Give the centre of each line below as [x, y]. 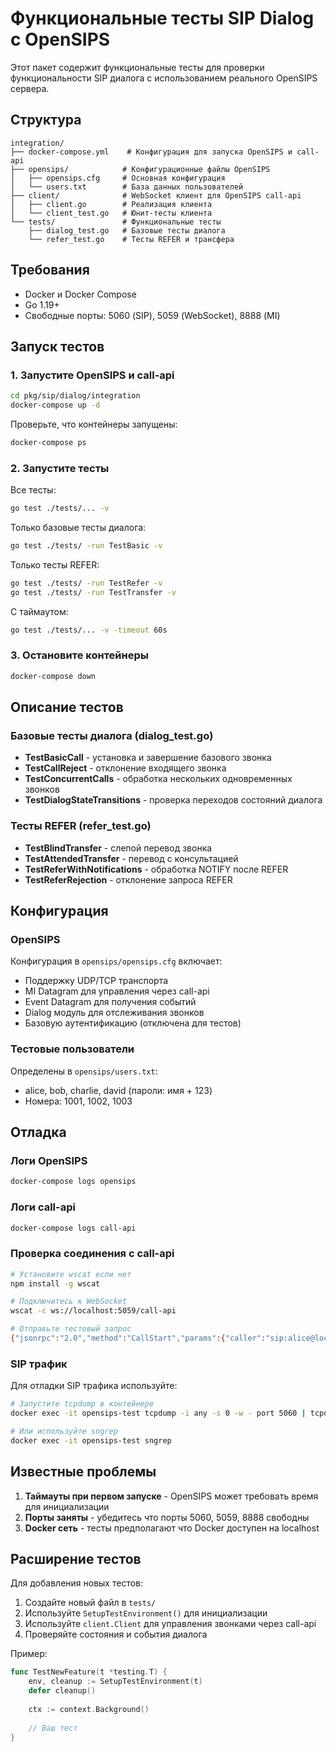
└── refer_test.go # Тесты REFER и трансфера [131, 239]
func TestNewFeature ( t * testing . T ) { [89, 1672]
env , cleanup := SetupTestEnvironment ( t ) [115, 1682]
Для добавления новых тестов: [77, 1583]
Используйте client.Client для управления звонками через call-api [170, 1624]
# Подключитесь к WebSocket [69, 1302]
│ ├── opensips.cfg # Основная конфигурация [118, 178]
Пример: [29, 1654]
